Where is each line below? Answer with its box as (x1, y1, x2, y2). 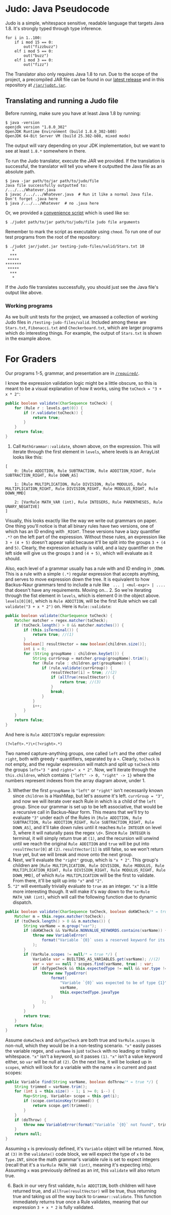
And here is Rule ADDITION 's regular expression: (5, 731, 106, 737)
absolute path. (5, 168, 36, 175)
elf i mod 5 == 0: (14, 48, 53, 54)
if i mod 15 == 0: (14, 39, 53, 45)
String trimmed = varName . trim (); (14, 1084, 88, 1089)
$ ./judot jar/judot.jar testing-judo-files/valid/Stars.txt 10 (5, 243, 145, 249)
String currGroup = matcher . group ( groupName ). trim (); (32, 656, 149, 661)
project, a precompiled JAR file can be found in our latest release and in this (5, 76, 164, 82)
